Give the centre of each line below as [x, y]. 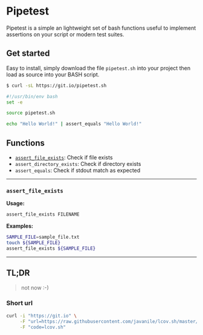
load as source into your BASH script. [53, 75]
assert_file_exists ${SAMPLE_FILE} [51, 248]
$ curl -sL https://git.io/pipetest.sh [56, 85]
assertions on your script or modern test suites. [65, 34]
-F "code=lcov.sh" [43, 327]
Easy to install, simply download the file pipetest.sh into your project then [98, 68]
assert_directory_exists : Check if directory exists [78, 164]
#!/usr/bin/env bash [32, 96]
